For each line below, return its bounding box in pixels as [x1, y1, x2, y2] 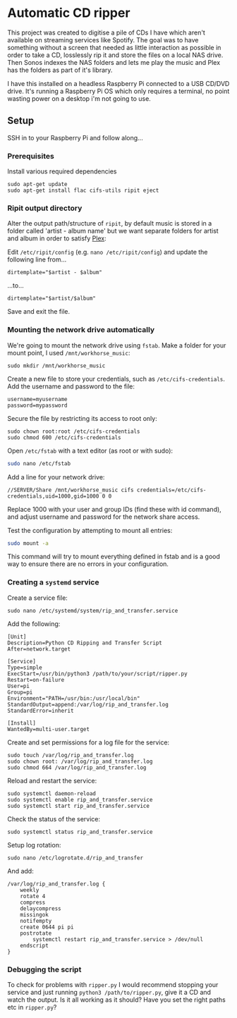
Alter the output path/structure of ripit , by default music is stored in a [7, 219, 212, 228]
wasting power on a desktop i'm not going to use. [7, 94, 152, 103]
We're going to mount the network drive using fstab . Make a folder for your [7, 341, 226, 350]
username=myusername [7, 395, 68, 403]
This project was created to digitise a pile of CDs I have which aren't [7, 28, 206, 37]
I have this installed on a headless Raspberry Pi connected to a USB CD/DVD [7, 79, 230, 87]
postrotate [20, 929, 52, 937]
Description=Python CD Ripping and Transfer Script [7, 639, 162, 646]
